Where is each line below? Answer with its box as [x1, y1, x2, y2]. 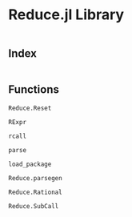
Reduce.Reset [8, 104, 52, 112]
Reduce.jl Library [8, 6, 125, 24]
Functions [8, 82, 60, 97]
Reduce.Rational [8, 188, 62, 196]
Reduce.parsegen [8, 174, 62, 182]
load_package [8, 160, 52, 168]
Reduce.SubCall [8, 202, 59, 210]
